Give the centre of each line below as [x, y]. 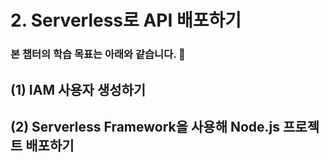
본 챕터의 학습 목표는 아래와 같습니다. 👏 [98, 54]
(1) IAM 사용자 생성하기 [78, 89]
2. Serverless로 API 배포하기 [126, 20]
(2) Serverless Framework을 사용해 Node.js [145, 126]
